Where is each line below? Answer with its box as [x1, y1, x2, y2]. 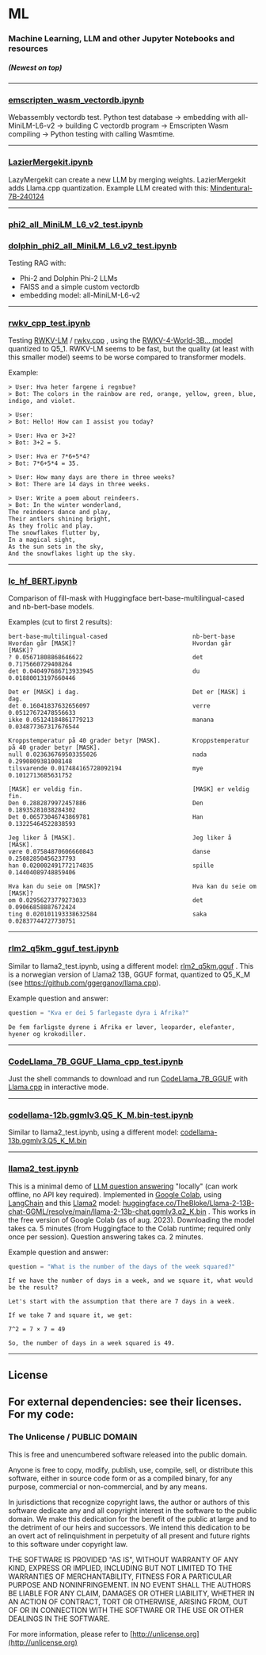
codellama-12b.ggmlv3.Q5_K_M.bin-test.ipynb [8, 1109, 194, 1120]
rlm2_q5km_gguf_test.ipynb [8, 943, 119, 954]
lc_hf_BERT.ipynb [8, 576, 78, 587]
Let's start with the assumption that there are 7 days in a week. [8, 1298, 236, 1306]
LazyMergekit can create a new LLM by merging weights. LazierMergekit [8, 175, 246, 184]
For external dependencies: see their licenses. [8, 1396, 242, 1409]
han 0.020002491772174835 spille [8, 862, 215, 870]
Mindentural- [210, 183, 253, 193]
